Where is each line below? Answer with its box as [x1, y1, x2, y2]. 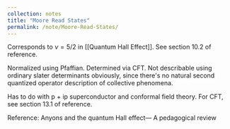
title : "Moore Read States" [7, 17, 91, 24]
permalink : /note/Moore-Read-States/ [7, 23, 119, 30]
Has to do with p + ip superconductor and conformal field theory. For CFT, [7, 92, 224, 101]
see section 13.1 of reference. [7, 100, 93, 109]
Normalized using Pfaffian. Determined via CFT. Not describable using [7, 64, 212, 73]
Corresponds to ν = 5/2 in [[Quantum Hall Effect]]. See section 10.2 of [7, 43, 212, 51]
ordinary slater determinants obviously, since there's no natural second [7, 71, 215, 80]
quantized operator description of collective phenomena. [7, 79, 173, 87]
